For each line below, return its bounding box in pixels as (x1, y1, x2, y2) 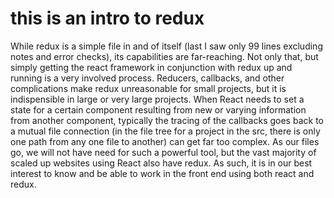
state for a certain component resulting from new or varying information (10, 103, 307, 116)
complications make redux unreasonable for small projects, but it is (10, 82, 287, 94)
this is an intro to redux (10, 7, 205, 30)
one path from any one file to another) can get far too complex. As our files (10, 135, 320, 147)
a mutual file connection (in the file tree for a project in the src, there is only (10, 125, 321, 137)
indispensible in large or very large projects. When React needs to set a (10, 93, 305, 105)
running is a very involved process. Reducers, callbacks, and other (10, 72, 285, 84)
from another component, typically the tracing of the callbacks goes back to (10, 114, 324, 126)
